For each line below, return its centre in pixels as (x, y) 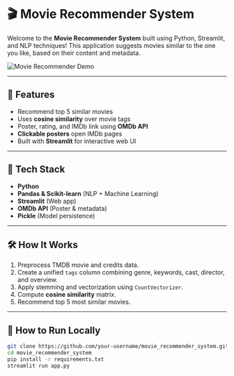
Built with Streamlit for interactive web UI (77, 141)
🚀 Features (31, 95)
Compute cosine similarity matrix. (67, 295)
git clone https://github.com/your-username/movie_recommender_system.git (118, 346)
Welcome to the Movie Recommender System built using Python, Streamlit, (116, 38)
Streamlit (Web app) (47, 201)
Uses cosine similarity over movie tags (74, 119)
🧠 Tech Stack (36, 169)
